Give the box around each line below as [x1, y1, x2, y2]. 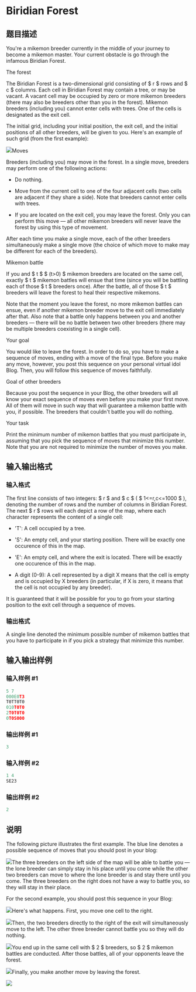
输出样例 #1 [6, 730, 38, 739]
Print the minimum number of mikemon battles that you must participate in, [6, 431, 187, 438]
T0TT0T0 [6, 699, 25, 705]
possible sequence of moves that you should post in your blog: [6, 847, 158, 854]
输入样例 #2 [6, 759, 40, 767]
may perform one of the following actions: [6, 165, 107, 171]
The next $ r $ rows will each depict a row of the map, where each [6, 507, 167, 514]
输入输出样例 [6, 655, 53, 665]
